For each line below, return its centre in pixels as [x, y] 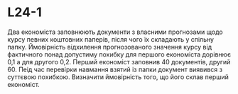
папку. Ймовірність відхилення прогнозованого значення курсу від [109, 47]
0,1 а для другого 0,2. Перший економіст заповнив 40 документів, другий [119, 61]
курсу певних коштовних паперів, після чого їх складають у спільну [111, 39]
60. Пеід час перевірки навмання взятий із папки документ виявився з [115, 69]
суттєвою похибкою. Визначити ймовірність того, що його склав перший [118, 77]
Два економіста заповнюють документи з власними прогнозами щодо [115, 32]
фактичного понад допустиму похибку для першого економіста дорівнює [119, 54]
